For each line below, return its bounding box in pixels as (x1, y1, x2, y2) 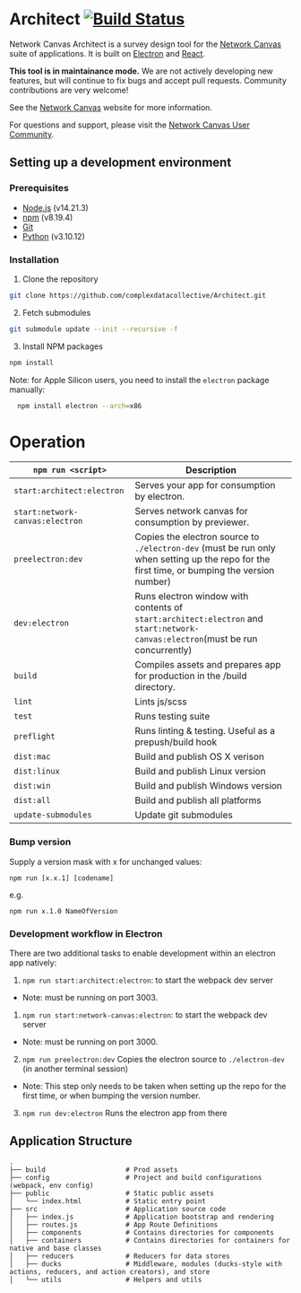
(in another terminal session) (21, 1063, 128, 1074)
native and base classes (9, 1244, 102, 1253)
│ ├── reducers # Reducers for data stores (9, 1252, 230, 1261)
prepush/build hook (134, 736, 218, 748)
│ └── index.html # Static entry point (9, 1196, 206, 1206)
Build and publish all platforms (134, 794, 262, 807)
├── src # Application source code (9, 1204, 227, 1213)
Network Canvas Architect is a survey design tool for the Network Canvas (9, 39, 282, 49)
